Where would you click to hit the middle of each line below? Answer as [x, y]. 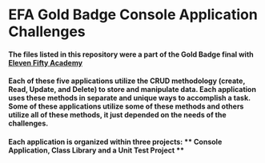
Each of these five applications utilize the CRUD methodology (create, [127, 81]
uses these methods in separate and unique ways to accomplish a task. [129, 98]
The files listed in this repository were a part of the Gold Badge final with [131, 54]
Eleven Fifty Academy [45, 62]
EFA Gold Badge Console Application [133, 15]
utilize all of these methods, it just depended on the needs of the [117, 115]
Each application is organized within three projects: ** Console [115, 141]
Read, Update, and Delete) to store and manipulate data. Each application [132, 89]
